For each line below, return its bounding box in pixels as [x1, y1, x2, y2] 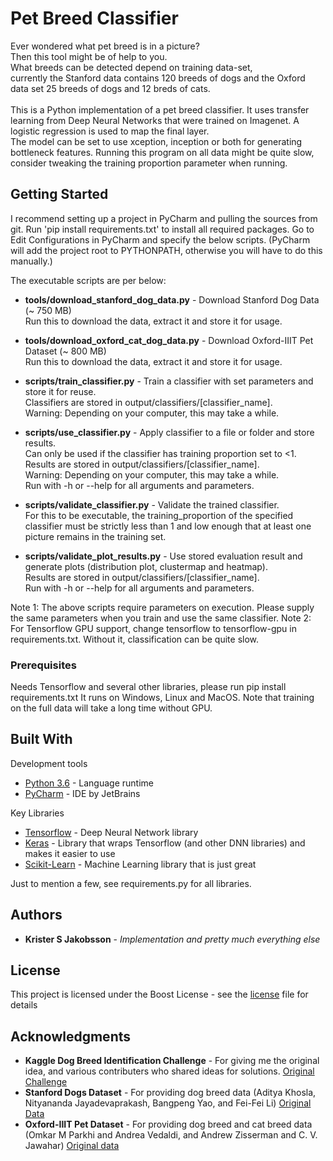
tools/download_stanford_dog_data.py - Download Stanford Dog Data [24, 293, 320, 306]
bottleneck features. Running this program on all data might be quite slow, [10, 146, 315, 158]
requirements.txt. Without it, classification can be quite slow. [10, 633, 260, 645]
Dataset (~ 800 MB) [24, 345, 107, 357]
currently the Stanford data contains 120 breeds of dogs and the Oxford [10, 72, 306, 84]
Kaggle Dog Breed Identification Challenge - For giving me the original [24, 1055, 320, 1067]
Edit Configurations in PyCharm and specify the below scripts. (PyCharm [10, 233, 311, 246]
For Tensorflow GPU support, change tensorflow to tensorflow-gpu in [10, 622, 297, 634]
